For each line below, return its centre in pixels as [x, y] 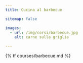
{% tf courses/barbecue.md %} [38, 56]
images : [13, 28]
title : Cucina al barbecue [34, 10]
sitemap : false [21, 19]
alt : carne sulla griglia [42, 37]
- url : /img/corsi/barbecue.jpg [44, 32]
